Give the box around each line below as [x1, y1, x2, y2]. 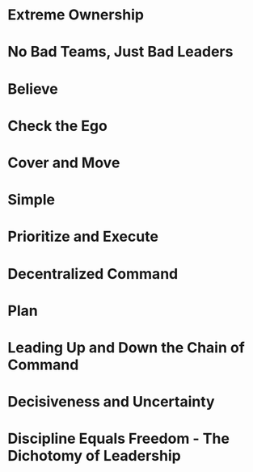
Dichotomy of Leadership [7, 447, 181, 466]
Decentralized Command [7, 264, 179, 283]
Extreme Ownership [7, 6, 145, 24]
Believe [7, 79, 58, 98]
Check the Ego [7, 116, 108, 135]
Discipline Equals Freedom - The [7, 430, 230, 448]
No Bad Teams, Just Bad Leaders [7, 43, 234, 61]
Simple [7, 191, 56, 209]
